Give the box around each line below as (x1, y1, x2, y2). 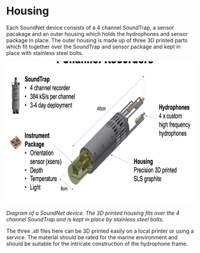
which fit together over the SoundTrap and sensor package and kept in (6, 43, 181, 50)
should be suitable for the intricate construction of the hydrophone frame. (6, 240, 188, 247)
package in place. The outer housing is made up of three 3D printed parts (6, 36, 188, 44)
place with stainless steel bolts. (6, 49, 84, 56)
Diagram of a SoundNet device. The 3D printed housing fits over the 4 (6, 209, 180, 217)
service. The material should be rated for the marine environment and (6, 233, 178, 240)
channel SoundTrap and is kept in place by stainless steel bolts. (6, 215, 164, 222)
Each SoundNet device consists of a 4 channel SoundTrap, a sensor (6, 24, 175, 31)
